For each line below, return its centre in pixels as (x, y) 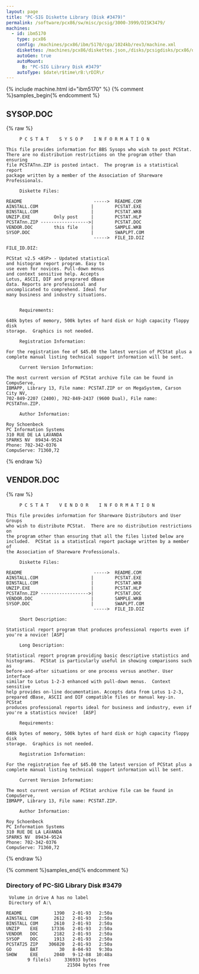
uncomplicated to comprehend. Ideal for (57, 290)
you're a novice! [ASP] (36, 635)
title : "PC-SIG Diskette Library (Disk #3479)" (66, 17)
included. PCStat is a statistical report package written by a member (98, 541)
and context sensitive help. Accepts (53, 274)
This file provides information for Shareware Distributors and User (94, 515)
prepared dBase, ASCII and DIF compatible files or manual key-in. (91, 697)
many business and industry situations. (57, 295)
